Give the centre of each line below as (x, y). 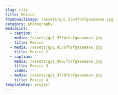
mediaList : (17, 29)
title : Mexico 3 (31, 66)
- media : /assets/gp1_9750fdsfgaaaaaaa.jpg (56, 75)
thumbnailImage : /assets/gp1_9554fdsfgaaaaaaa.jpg (59, 19)
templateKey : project (28, 84)
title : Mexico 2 (31, 52)
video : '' (25, 71)
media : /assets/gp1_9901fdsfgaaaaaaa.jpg (58, 61)
